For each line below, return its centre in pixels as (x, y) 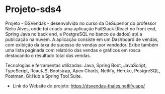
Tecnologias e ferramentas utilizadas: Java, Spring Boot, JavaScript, (76, 65)
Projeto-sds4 (33, 9)
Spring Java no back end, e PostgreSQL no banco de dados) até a (74, 34)
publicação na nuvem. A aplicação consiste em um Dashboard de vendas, (82, 39)
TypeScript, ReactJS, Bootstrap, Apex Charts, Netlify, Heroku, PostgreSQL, (83, 70)
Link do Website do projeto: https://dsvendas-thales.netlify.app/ (79, 86)
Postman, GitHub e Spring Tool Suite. (44, 76)
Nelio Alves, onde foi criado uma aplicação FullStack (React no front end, (81, 28)
